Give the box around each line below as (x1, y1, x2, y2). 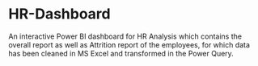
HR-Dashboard (8, 5, 111, 23)
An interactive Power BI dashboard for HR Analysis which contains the (8, 31, 243, 41)
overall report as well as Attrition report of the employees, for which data (8, 39, 251, 49)
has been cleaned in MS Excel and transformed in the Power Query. (8, 48, 235, 58)
